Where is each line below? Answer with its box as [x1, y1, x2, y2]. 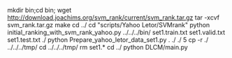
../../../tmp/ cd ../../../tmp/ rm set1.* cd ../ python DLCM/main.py [7, 43, 189, 51]
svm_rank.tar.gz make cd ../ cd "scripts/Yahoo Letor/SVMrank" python [7, 21, 210, 29]
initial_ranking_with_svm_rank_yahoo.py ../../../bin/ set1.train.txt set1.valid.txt [7, 28, 226, 36]
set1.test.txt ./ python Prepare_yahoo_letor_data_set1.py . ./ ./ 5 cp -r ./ [7, 36, 208, 44]
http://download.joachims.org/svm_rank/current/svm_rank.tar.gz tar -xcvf [7, 13, 220, 22]
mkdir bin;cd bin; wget [7, 6, 72, 14]
